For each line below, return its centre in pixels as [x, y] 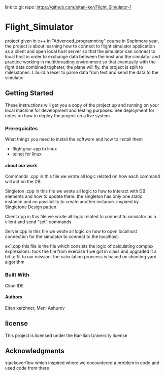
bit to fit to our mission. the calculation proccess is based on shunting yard [81, 257]
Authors [14, 297]
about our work [21, 165]
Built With [17, 275]
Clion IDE [14, 285]
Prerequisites [21, 128]
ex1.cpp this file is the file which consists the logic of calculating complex [79, 246]
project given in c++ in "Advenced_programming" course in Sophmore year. [82, 41]
